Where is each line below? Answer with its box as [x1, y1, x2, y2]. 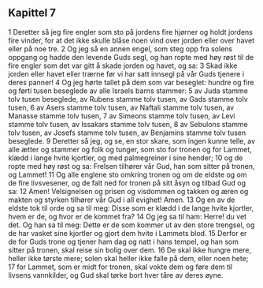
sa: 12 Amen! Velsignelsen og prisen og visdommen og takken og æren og [8, 186, 249, 196]
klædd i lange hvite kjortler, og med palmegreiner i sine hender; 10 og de [8, 153, 243, 163]
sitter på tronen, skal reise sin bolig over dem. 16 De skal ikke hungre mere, [8, 245, 252, 255]
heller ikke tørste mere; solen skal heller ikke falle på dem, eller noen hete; [8, 253, 249, 263]
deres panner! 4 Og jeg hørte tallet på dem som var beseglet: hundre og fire [8, 77, 254, 87]
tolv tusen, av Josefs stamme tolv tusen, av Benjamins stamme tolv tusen [8, 128, 246, 137]
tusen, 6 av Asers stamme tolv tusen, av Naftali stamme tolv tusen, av [8, 103, 235, 112]
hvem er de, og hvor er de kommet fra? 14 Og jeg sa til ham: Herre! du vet [8, 211, 246, 221]
